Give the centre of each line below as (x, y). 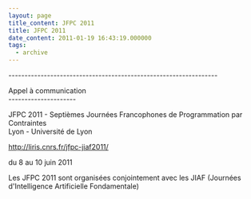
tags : (17, 45)
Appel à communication (47, 91)
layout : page (30, 16)
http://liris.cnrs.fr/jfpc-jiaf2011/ (59, 147)
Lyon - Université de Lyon (50, 131)
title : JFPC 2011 (37, 30)
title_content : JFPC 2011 (51, 23)
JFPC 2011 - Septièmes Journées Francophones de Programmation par (125, 115)
